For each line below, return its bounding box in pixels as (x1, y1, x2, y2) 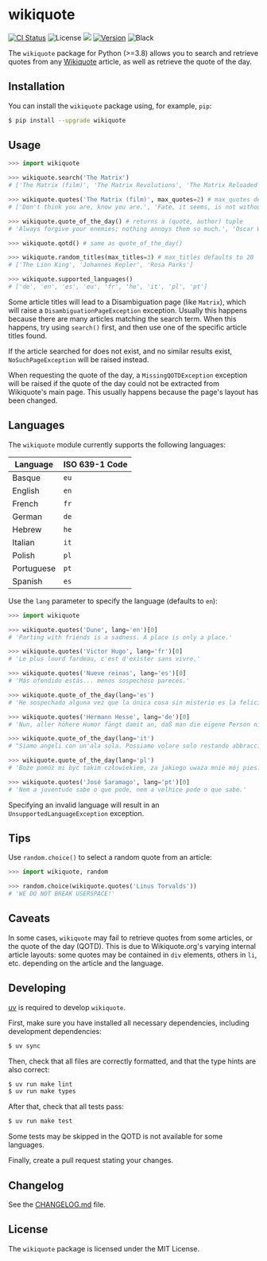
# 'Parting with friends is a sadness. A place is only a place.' (8, 633, 233, 642)
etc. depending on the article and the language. (8, 958, 164, 968)
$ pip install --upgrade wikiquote (8, 116, 126, 124)
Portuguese (12, 563, 56, 574)
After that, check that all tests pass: (8, 1102, 125, 1111)
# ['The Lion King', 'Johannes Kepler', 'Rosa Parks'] (8, 261, 194, 269)
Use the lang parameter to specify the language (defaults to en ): (8, 595, 218, 606)
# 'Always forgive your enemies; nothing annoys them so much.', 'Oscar (8, 224, 254, 232)
